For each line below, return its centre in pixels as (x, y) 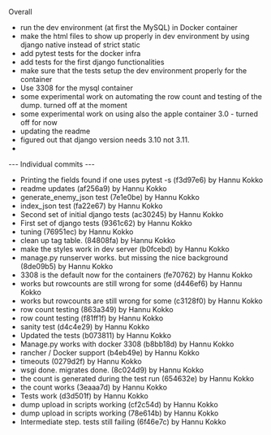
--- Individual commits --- (52, 164)
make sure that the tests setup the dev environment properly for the (133, 71)
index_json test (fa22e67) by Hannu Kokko (91, 206)
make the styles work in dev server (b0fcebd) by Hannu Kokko (125, 249)
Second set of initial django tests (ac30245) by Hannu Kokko (122, 214)
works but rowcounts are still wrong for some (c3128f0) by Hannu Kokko (142, 301)
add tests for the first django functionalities (92, 62)
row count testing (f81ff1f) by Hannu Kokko (92, 318)
